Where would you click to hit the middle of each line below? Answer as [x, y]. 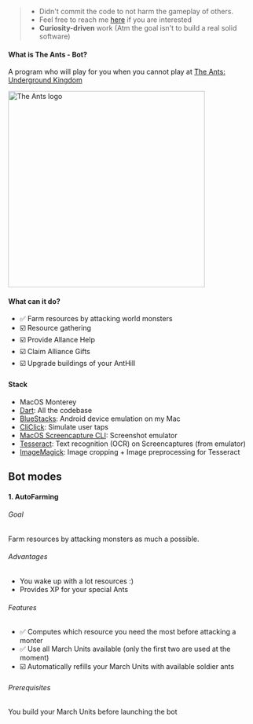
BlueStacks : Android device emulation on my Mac [100, 419]
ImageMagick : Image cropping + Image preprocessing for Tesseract [130, 452]
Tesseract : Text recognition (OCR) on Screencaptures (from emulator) [132, 444]
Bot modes [35, 477]
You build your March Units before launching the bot [93, 712]
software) [55, 36]
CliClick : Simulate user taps [64, 426]
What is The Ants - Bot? [48, 54]
